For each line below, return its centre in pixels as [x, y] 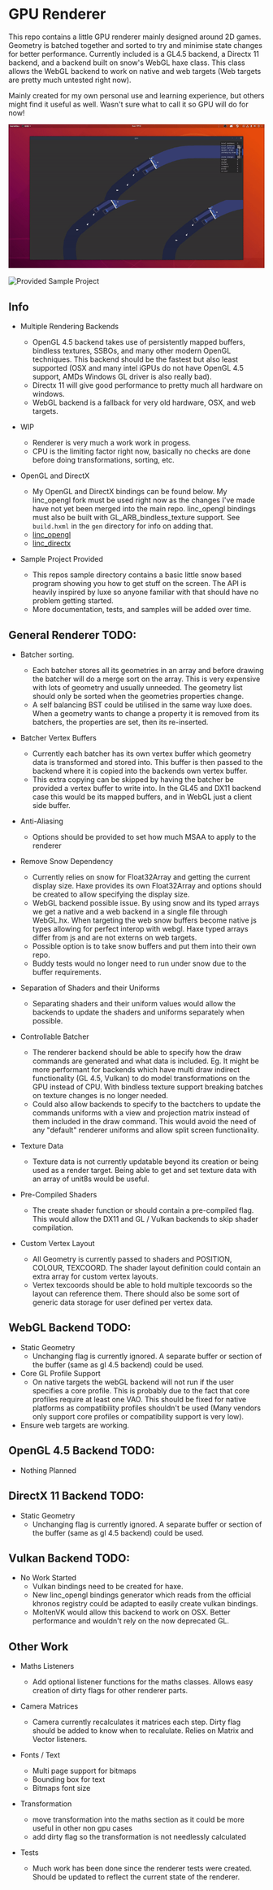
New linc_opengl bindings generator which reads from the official [142, 1595]
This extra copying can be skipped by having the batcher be [133, 780]
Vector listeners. [60, 1740]
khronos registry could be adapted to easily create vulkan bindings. [145, 1604]
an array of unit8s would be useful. [91, 1179]
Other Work [39, 1647]
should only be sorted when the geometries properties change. [138, 697]
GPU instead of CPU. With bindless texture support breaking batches [148, 1087]
